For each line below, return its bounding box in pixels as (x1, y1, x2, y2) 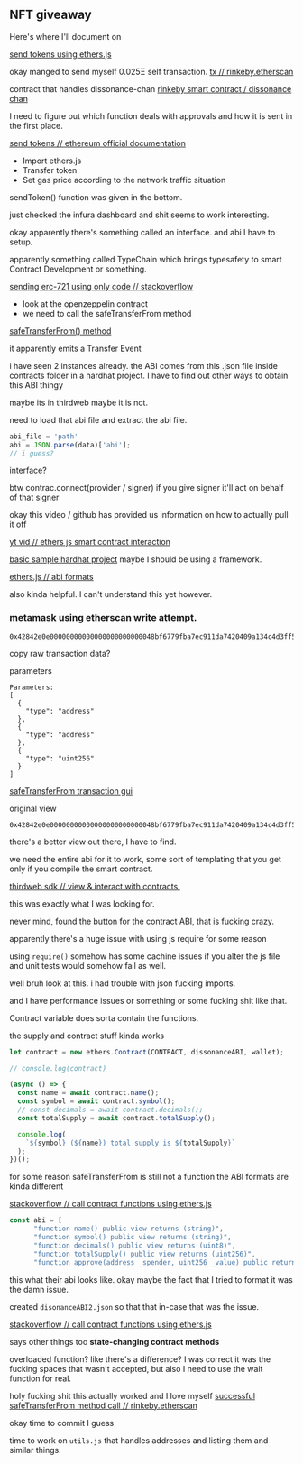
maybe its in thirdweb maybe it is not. (9, 397, 149, 408)
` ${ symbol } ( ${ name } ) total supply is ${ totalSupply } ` (25, 1138, 236, 1147)
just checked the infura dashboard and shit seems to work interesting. (9, 209, 270, 220)
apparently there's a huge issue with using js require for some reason (9, 933, 268, 944)
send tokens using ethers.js (9, 49, 112, 60)
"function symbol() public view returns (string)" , (32, 1233, 232, 1242)
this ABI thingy (9, 379, 64, 391)
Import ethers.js (22, 155, 82, 166)
